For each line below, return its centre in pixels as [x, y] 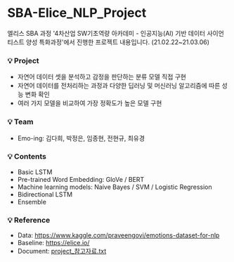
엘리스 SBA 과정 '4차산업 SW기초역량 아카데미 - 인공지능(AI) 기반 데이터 [106, 33]
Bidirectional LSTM [45, 194]
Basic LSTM [35, 172]
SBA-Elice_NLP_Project [77, 13]
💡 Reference [29, 220]
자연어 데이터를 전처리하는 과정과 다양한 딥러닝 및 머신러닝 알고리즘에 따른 [119, 86]
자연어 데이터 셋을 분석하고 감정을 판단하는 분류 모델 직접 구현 [102, 77]
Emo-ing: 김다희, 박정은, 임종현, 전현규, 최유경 [81, 138]
